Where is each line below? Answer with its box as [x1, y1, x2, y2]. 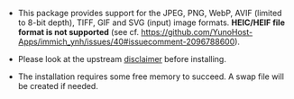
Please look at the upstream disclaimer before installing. [17, 54, 227, 64]
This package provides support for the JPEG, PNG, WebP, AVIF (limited [17, 8, 282, 18]
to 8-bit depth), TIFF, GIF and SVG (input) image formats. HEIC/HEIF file [17, 17, 286, 28]
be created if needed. [17, 81, 99, 91]
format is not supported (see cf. [17, 27, 140, 37]
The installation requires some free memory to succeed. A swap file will [17, 71, 284, 82]
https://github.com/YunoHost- [141, 27, 253, 37]
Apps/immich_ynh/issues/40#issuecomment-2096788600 [17, 36, 235, 47]
